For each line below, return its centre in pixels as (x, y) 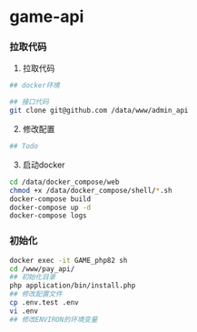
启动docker (44, 165)
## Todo (24, 146)
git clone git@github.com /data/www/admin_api (99, 111)
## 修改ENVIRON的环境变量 (54, 319)
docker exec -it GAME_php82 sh (69, 260)
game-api (47, 17)
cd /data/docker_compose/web (64, 182)
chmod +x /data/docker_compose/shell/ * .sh (91, 190)
